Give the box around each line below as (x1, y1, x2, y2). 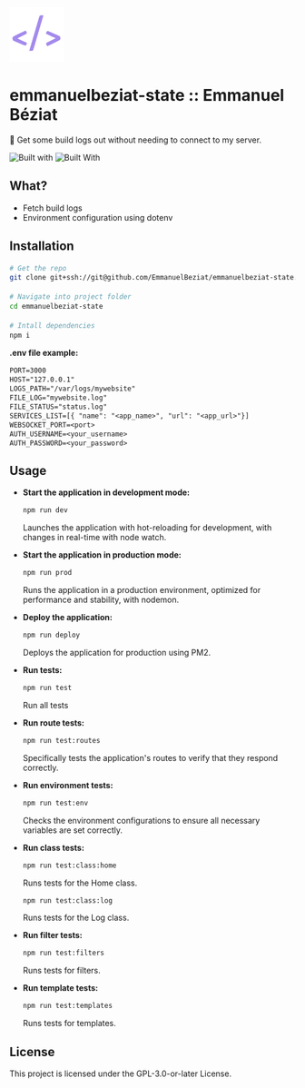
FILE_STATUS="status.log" (9, 402, 107, 411)
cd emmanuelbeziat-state (9, 302, 103, 312)
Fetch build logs (22, 203, 84, 213)
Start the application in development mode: (22, 487, 191, 498)
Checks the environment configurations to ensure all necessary (22, 815, 261, 826)
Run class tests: (22, 842, 84, 853)
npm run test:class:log (22, 895, 113, 905)
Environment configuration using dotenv (22, 212, 173, 223)
